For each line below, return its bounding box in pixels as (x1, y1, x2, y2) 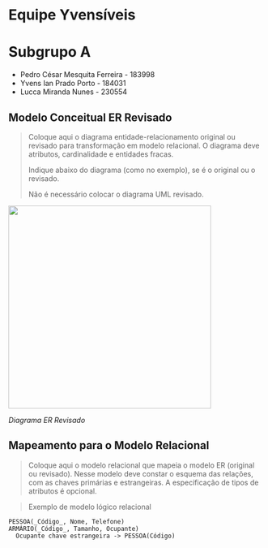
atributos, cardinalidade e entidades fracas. (28, 149, 174, 159)
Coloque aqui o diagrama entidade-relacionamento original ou (28, 132, 236, 141)
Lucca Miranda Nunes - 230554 (19, 87, 128, 97)
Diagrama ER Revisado (8, 415, 86, 425)
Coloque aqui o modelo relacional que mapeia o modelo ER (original (28, 460, 255, 470)
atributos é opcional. (28, 485, 97, 496)
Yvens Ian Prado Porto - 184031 (19, 79, 126, 88)
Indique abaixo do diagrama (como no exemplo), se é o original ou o (28, 165, 256, 175)
